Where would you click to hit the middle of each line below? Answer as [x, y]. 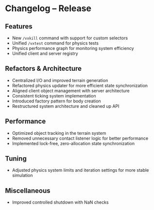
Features [19, 26]
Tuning [16, 159]
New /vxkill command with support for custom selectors [70, 38]
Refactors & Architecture [43, 69]
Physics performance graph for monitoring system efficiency [73, 48]
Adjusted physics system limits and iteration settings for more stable [80, 170]
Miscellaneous [28, 190]
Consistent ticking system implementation [54, 96]
